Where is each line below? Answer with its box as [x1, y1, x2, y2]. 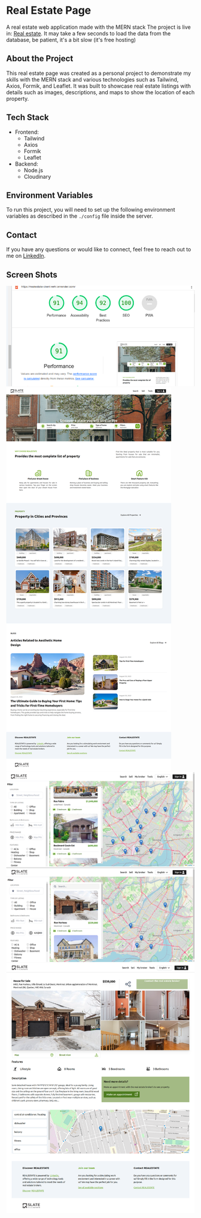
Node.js [23, 166, 44, 174]
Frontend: [14, 128, 39, 136]
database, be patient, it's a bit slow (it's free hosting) [6, 36, 136, 43]
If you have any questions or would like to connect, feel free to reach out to [6, 246, 191, 253]
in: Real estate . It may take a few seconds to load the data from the [6, 29, 171, 37]
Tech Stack [6, 112, 49, 123]
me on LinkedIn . [6, 252, 46, 260]
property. [6, 95, 29, 102]
